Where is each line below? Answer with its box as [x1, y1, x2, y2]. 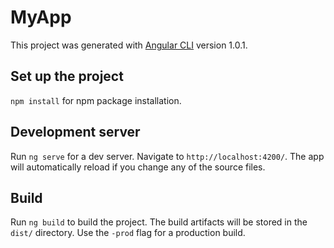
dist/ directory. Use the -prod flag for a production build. [10, 227, 246, 239]
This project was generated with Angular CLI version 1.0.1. [10, 39, 248, 51]
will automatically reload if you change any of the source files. [10, 161, 266, 173]
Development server [10, 124, 141, 141]
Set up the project [10, 68, 124, 85]
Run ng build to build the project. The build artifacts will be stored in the [10, 216, 308, 228]
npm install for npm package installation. [10, 94, 182, 106]
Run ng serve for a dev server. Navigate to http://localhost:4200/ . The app [10, 150, 325, 162]
